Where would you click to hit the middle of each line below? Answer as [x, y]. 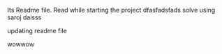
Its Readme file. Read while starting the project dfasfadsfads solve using [111, 10]
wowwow [21, 44]
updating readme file [37, 31]
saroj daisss [24, 17]
